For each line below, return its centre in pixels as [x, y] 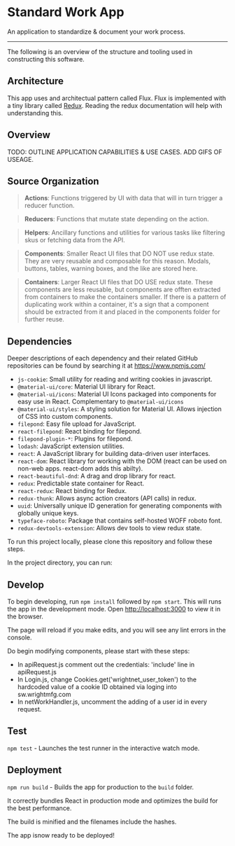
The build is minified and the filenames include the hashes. [92, 821]
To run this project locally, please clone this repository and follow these [110, 542]
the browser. [26, 616]
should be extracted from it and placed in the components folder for [122, 312]
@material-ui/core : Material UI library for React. [86, 387]
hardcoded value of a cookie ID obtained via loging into [97, 687]
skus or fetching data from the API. [74, 240]
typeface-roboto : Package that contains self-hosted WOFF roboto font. [120, 521]
